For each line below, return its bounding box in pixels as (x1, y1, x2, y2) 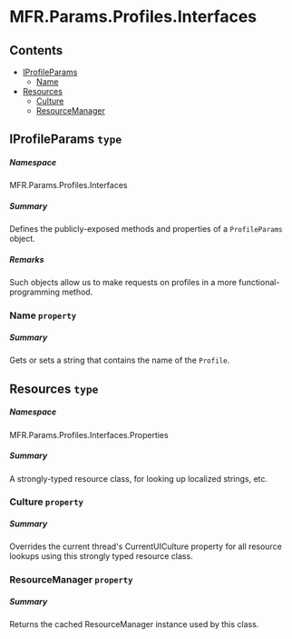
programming (9, 286, 61, 297)
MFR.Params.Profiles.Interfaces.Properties (9, 429, 170, 440)
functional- (238, 277, 280, 288)
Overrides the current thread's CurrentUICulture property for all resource (9, 541, 283, 552)
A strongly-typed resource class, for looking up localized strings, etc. (9, 473, 268, 484)
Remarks (9, 254, 44, 265)
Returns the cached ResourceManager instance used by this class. (9, 619, 259, 630)
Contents (9, 43, 63, 58)
